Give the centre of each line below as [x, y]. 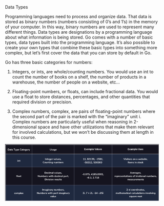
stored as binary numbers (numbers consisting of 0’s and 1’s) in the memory [82, 22]
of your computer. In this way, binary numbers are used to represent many [80, 27]
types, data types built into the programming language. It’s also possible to [80, 42]
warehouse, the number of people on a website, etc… [66, 82]
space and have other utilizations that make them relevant [96, 127]
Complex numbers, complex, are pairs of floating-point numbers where [84, 111]
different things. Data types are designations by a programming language [79, 32]
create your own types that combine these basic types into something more [81, 48]
